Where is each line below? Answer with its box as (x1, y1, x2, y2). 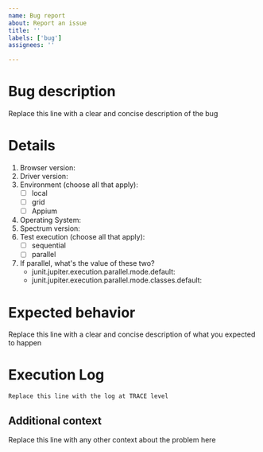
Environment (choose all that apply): (19, 180, 139, 189)
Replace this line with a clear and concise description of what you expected (8, 329, 256, 339)
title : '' (8, 26, 41, 34)
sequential (31, 240, 66, 251)
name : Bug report (8, 11, 66, 20)
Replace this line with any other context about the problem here (8, 435, 216, 444)
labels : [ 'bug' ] (8, 33, 62, 42)
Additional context (8, 414, 102, 427)
